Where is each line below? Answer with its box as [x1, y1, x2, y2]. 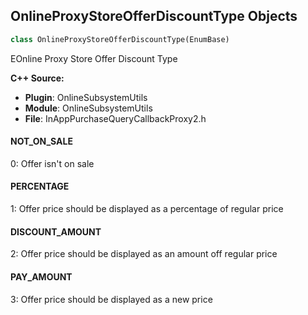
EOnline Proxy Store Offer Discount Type [10, 52, 178, 64]
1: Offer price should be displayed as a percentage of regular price [10, 203, 284, 215]
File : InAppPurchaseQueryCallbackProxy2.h [24, 112, 207, 124]
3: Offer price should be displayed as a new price [10, 293, 213, 305]
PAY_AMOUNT [10, 270, 73, 283]
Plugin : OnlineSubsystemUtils [24, 91, 148, 103]
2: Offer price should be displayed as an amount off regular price [10, 248, 278, 260]
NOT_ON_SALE [10, 135, 73, 148]
